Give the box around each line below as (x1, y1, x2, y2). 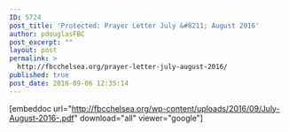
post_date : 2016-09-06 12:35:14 (9, 79, 129, 88)
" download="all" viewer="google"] (74, 113, 204, 123)
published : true (9, 71, 69, 80)
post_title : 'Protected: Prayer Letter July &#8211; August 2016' (9, 21, 260, 30)
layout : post (9, 46, 58, 55)
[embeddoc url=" (9, 103, 73, 113)
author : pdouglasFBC (9, 29, 86, 38)
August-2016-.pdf (9, 113, 75, 123)
